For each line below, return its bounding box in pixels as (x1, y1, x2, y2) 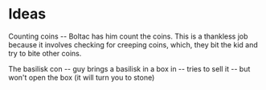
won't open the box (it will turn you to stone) (8, 72, 155, 82)
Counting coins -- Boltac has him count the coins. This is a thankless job (8, 31, 248, 41)
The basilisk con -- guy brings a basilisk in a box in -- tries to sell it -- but (8, 63, 251, 73)
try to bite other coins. (8, 48, 82, 58)
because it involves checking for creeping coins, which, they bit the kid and (8, 39, 259, 49)
